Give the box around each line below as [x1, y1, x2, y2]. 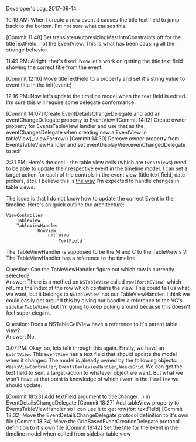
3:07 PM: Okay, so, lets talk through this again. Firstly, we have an [6, 344, 165, 351]
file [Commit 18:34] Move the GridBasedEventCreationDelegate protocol [6, 418, 180, 424]
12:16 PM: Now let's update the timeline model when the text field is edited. [6, 93, 187, 99]
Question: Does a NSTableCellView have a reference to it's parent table [6, 321, 178, 327]
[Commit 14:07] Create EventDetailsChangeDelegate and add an [6, 110, 161, 117]
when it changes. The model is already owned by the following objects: [6, 357, 178, 364]
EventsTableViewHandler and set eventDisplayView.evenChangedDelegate [6, 141, 186, 148]
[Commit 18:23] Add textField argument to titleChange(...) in [6, 393, 150, 400]
